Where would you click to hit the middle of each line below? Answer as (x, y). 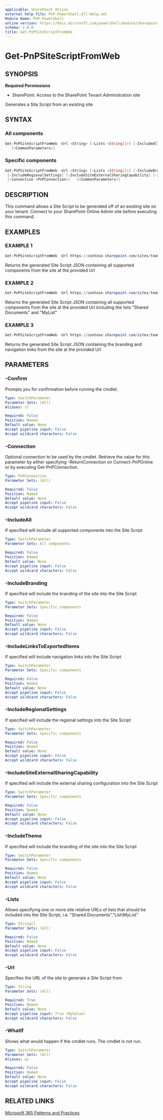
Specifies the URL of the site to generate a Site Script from (64, 978)
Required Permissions (28, 86)
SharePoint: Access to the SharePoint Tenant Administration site (76, 95)
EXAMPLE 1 (19, 246)
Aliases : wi (17, 1059)
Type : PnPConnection (26, 476)
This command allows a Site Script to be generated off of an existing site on (81, 206)
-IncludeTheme (24, 836)
